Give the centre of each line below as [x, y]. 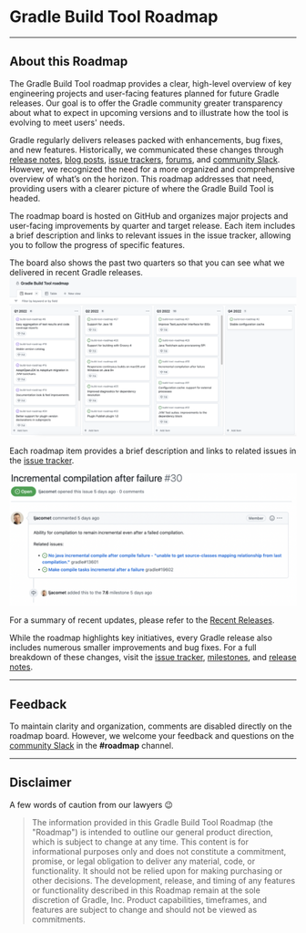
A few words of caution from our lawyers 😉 [91, 804]
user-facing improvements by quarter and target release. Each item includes [153, 225]
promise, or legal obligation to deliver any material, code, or [143, 861]
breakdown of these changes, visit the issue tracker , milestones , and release [153, 658]
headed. [25, 198]
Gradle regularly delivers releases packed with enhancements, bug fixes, [146, 140]
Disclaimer [41, 783]
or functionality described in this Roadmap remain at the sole [146, 890]
